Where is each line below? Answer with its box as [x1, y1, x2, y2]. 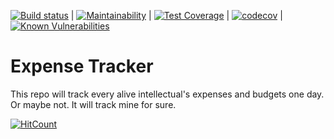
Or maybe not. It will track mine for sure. [10, 98, 177, 110]
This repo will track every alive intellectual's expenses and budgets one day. [10, 88, 325, 100]
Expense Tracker [10, 55, 154, 78]
